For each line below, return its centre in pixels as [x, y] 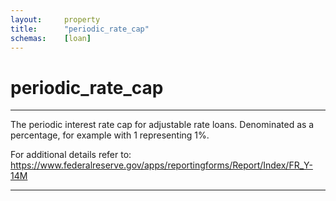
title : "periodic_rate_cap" [80, 29]
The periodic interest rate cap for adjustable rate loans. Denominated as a [162, 125]
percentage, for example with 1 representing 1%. [110, 135]
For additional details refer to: [71, 155]
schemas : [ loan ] [51, 38]
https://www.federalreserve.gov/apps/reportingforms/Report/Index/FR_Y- [161, 165]
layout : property [55, 19]
